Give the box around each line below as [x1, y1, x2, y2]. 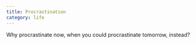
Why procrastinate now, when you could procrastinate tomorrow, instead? [6, 31, 191, 38]
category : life [6, 14, 45, 20]
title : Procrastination [6, 8, 67, 15]
